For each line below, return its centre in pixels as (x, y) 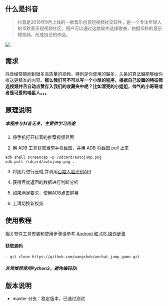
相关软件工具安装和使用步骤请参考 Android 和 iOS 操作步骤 (65, 234)
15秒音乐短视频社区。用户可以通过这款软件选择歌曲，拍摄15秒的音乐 (92, 28)
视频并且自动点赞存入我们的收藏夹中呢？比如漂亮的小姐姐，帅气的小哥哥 (84, 86)
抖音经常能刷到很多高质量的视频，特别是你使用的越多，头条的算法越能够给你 (84, 74)
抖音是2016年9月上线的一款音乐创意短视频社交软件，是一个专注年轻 (87, 22)
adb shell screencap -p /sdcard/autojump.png (53, 157)
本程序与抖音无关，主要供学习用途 (40, 124)
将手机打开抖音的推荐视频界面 (43, 137)
